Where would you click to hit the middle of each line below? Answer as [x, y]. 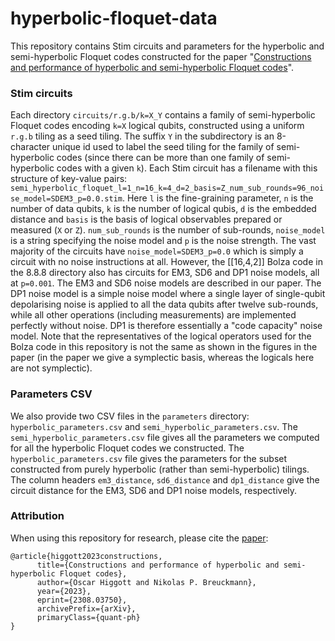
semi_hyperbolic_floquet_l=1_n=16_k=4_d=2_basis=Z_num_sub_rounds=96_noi [167, 188]
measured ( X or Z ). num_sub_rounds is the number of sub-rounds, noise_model [168, 230]
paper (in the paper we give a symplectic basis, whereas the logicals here [162, 358]
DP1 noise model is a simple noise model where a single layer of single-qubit [168, 294]
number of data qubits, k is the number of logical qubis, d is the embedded [163, 209]
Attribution [37, 516]
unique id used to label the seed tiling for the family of [163, 147]
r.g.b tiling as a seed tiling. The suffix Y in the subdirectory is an [142, 136]
